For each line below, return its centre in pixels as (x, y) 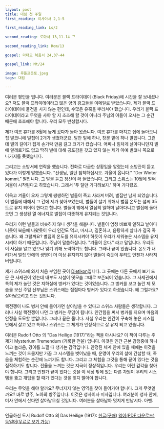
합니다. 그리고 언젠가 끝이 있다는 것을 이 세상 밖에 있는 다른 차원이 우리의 (79, 371)
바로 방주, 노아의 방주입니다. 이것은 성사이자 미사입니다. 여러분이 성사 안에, (87, 394)
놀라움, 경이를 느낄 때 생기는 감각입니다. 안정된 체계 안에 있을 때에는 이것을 (85, 347)
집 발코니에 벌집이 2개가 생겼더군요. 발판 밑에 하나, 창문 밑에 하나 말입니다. (76, 138)
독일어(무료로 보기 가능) (28, 421)
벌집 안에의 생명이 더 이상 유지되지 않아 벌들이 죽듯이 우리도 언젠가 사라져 (88, 255)
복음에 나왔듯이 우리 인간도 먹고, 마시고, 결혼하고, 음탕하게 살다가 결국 (84, 230)
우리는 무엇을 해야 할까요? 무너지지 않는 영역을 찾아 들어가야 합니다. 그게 (74, 388)
